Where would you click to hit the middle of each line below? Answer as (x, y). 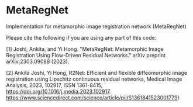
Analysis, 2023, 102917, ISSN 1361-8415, (54, 85)
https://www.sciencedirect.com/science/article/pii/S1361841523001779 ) (93, 98)
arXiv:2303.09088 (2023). (38, 61)
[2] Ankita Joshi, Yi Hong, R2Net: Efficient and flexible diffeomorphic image (97, 73)
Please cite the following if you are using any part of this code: (81, 37)
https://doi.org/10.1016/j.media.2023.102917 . (58, 91)
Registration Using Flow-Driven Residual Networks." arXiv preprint (86, 55)
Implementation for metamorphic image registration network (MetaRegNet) (96, 26)
